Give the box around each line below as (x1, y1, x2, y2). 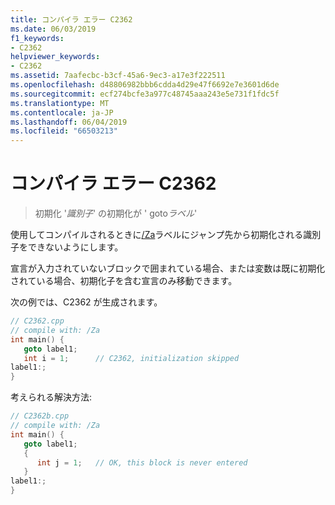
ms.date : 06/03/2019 (10, 24, 97, 34)
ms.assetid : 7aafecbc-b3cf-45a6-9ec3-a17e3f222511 (10, 71, 226, 81)
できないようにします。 (27, 241, 124, 253)
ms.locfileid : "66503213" (10, 126, 118, 136)
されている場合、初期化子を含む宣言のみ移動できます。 (10, 275, 238, 287)
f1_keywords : (10, 33, 65, 43)
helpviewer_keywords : (10, 52, 101, 62)
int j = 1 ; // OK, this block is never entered (36, 457, 248, 468)
